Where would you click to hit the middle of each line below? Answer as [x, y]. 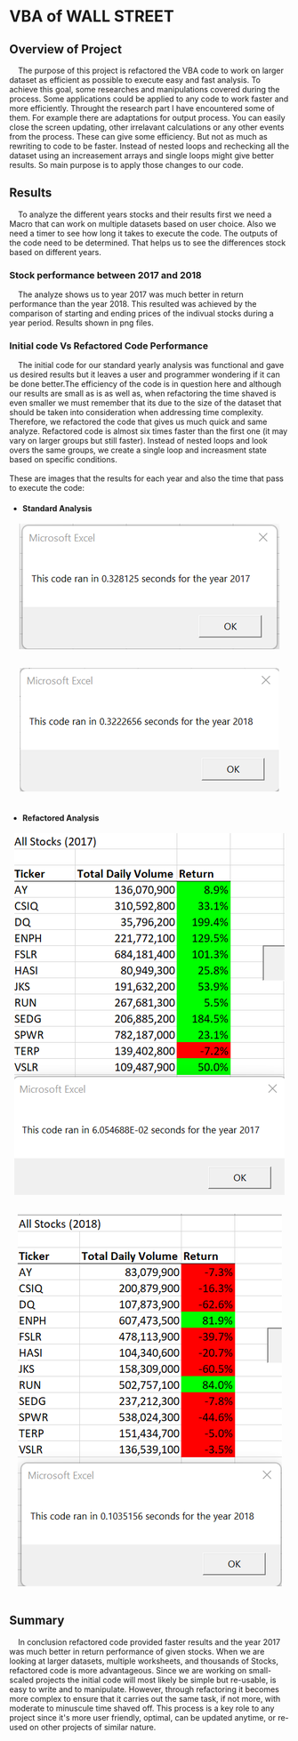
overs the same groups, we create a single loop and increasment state [138, 450]
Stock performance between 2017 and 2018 [105, 275]
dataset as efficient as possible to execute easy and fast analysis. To [135, 80]
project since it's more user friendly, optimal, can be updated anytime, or [142, 1717]
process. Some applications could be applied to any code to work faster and [149, 99]
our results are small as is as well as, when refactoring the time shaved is [143, 394]
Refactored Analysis [60, 818]
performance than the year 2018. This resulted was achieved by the [133, 304]
